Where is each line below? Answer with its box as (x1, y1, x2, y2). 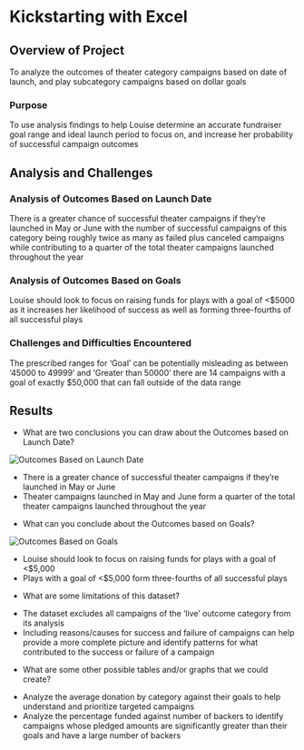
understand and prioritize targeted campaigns (22, 701, 195, 712)
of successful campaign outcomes (9, 139, 139, 150)
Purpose (9, 98, 48, 111)
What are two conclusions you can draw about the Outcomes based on (22, 427, 289, 438)
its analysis (22, 617, 65, 628)
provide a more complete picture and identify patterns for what (22, 637, 259, 648)
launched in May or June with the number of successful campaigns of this (9, 222, 288, 233)
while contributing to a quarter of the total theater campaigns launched (9, 242, 275, 252)
